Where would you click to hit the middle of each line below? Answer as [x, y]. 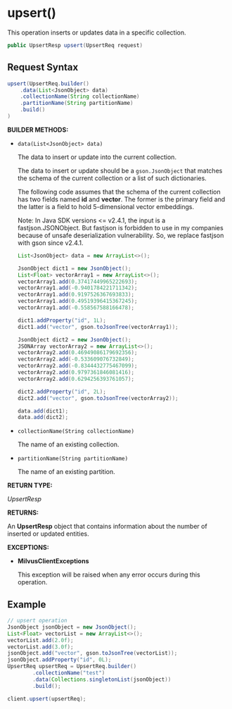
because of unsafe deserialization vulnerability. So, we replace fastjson [121, 235]
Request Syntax [43, 67]
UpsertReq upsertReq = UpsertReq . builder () [72, 667]
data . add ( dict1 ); [43, 411]
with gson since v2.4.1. [50, 243]
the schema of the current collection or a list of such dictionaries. [112, 178]
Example [27, 604]
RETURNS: [23, 513]
